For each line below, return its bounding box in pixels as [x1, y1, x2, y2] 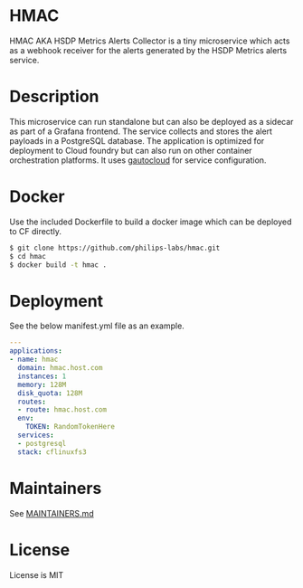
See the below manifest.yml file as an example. [9, 320, 185, 331]
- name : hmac [9, 355, 59, 365]
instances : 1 [17, 372, 67, 381]
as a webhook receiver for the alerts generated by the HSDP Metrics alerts [9, 44, 288, 55]
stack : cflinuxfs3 [17, 447, 88, 457]
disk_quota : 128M [17, 388, 83, 398]
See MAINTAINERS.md [9, 507, 94, 518]
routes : [17, 397, 47, 406]
